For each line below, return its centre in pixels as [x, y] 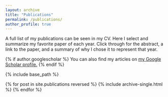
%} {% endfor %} [24, 90]
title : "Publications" [29, 15]
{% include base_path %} [32, 75]
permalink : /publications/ [34, 19]
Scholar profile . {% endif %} [35, 64]
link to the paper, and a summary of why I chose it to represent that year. [81, 49]
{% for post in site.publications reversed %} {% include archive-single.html [84, 84]
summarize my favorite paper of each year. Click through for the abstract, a [85, 44]
